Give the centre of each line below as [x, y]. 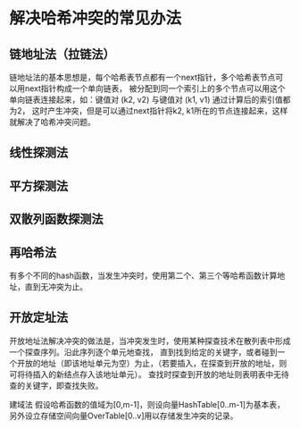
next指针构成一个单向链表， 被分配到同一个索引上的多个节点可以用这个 [155, 88]
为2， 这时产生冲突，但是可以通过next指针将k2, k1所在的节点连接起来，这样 [149, 111]
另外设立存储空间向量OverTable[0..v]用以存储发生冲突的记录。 [124, 416]
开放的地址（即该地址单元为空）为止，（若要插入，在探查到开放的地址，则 [152, 363]
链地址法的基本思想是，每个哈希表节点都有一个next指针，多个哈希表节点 [142, 77]
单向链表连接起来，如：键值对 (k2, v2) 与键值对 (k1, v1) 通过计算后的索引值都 [150, 100]
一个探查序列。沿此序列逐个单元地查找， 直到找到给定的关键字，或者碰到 [143, 352]
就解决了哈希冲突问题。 [52, 122]
